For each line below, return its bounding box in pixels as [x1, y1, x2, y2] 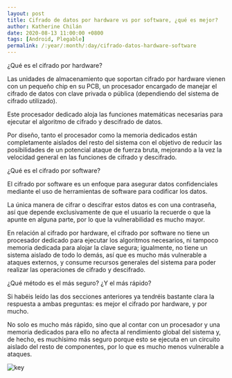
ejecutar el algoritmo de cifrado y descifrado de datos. [7, 118, 163, 125]
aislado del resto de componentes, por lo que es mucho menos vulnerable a [7, 343, 224, 350]
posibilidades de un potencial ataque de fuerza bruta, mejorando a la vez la [7, 146, 222, 154]
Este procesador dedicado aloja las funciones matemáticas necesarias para [7, 110, 223, 118]
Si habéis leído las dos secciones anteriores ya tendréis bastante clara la [7, 292, 215, 300]
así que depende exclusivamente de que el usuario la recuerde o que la [7, 208, 211, 216]
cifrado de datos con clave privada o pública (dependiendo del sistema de [7, 89, 220, 98]
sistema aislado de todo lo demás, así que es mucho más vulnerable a [7, 251, 207, 259]
